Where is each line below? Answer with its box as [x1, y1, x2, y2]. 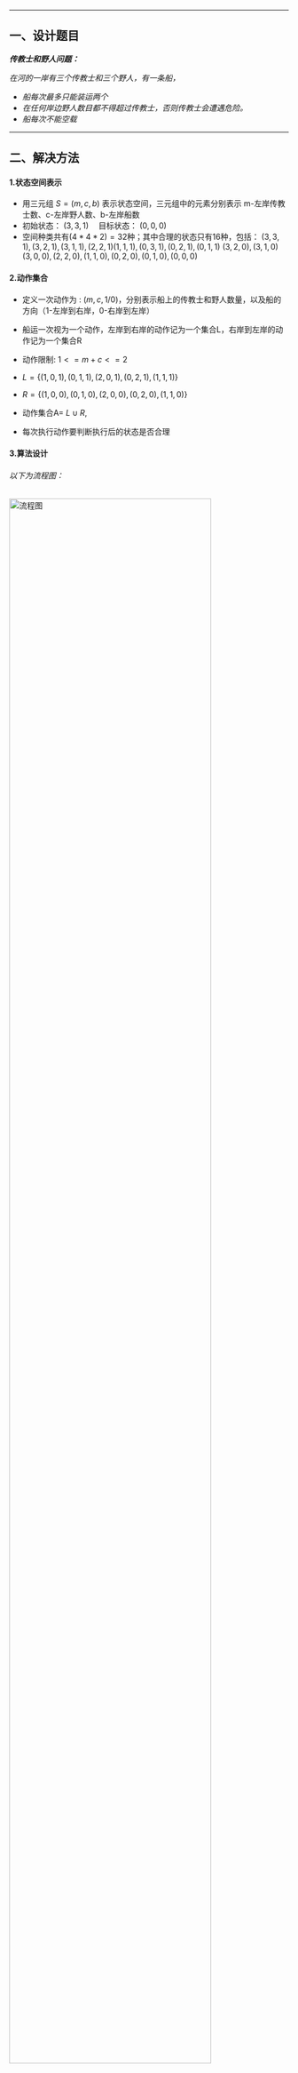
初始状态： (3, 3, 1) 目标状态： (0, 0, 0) [21, 220, 167, 231]
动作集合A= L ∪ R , [21, 407, 88, 418]
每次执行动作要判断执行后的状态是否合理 [21, 426, 170, 436]
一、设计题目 [9, 28, 80, 44]
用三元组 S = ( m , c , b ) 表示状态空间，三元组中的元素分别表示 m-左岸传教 [21, 198, 286, 209]
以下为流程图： [9, 470, 64, 481]
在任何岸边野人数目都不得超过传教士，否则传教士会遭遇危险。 [21, 102, 248, 113]
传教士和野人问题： [9, 53, 80, 64]
